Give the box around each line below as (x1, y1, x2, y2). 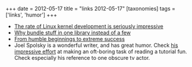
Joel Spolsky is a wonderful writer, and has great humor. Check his (14, 42, 178, 49)
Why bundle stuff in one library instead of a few (14, 29, 131, 36)
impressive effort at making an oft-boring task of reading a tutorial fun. (14, 48, 188, 55)
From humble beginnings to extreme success (14, 36, 125, 42)
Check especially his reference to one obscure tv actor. (14, 55, 150, 61)
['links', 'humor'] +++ (5, 11, 58, 18)
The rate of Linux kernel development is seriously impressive (14, 23, 164, 30)
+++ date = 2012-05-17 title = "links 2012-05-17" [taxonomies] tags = (5, 5, 176, 12)
